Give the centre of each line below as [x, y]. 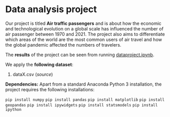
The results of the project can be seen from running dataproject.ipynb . [80, 55]
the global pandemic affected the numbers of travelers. [63, 45]
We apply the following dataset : [39, 64]
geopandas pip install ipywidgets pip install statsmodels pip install [82, 105]
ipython [14, 109]
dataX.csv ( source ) [33, 74]
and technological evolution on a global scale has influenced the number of [84, 28]
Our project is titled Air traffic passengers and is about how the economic [83, 23]
